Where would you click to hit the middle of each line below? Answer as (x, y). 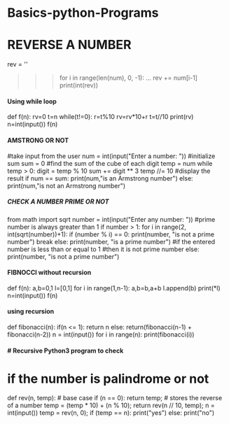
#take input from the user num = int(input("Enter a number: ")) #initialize (111, 156)
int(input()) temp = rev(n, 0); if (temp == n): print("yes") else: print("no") (111, 413)
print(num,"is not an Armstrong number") (67, 185)
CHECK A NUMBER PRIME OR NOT (58, 202)
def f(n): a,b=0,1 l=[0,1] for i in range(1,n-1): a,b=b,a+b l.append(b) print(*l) (114, 288)
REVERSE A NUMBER (69, 45)
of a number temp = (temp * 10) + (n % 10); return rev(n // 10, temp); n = (111, 405)
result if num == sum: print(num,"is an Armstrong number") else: (100, 178)
